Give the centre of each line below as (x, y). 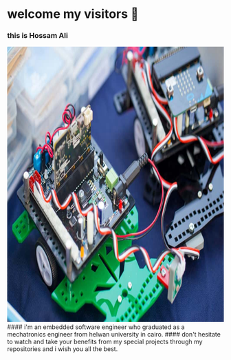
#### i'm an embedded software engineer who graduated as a (96, 327)
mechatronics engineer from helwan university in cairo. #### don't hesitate (114, 335)
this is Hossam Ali (38, 36)
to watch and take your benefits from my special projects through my (105, 342)
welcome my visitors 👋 (73, 14)
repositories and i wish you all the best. (63, 349)
